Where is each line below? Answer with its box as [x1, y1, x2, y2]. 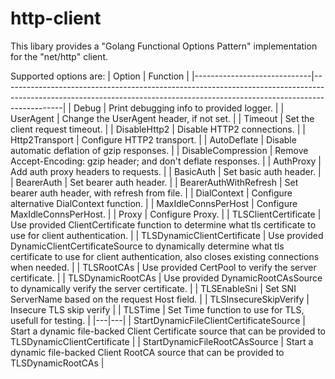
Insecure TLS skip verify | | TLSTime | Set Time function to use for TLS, [10, 303, 305, 316]
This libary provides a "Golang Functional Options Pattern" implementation [10, 40, 318, 52]
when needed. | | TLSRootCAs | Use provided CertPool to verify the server [10, 261, 317, 273]
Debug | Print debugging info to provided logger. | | [73, 102, 285, 114]
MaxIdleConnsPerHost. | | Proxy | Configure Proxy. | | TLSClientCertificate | [10, 208, 322, 220]
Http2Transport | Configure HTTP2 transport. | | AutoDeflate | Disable [10, 133, 297, 146]
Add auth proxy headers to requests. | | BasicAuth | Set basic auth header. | [10, 165, 322, 177]
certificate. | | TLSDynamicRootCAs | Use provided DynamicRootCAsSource [10, 272, 323, 284]
